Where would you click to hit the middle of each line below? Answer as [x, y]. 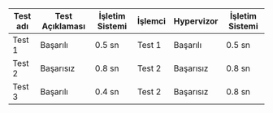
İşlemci [152, 21]
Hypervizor [196, 21]
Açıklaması [64, 26]
